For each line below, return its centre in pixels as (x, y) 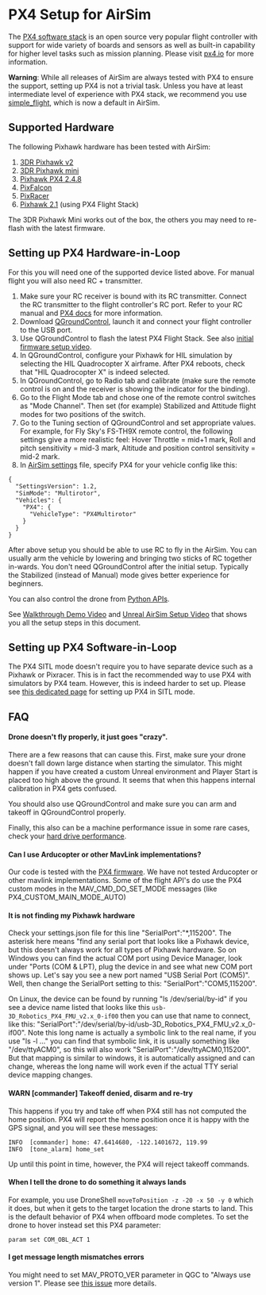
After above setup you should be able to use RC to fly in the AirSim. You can (133, 549)
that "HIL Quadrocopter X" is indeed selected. (95, 372)
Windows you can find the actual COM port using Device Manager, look (125, 958)
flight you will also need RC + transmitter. (75, 280)
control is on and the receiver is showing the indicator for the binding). (135, 389)
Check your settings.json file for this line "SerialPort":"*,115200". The (120, 933)
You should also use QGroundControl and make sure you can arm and (122, 804)
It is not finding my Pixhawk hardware (72, 915)
